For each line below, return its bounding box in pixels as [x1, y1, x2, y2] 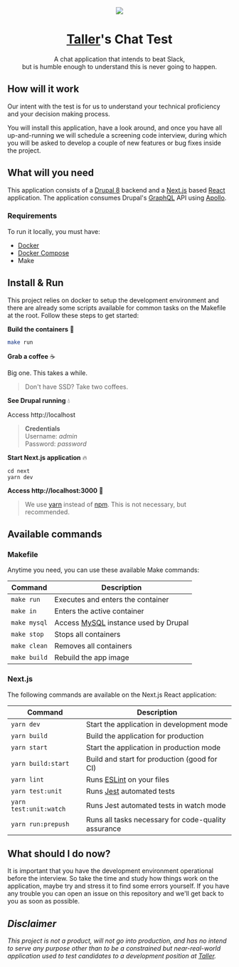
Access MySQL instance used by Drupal [54, 618, 189, 628]
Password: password [24, 439, 87, 448]
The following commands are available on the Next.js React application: [7, 690, 217, 699]
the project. [7, 146, 41, 155]
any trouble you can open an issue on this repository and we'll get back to [7, 889, 224, 898]
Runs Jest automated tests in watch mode [86, 800, 226, 810]
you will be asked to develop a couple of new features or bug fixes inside [7, 138, 222, 147]
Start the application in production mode [86, 742, 221, 752]
